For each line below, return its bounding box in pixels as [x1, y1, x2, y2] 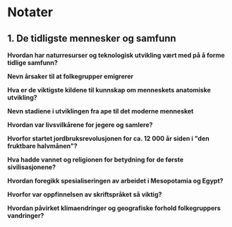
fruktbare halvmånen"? [7, 142, 78, 150]
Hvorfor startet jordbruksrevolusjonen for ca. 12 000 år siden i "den [7, 135, 210, 142]
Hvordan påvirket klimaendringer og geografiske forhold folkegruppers [7, 204, 221, 212]
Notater [7, 4, 54, 20]
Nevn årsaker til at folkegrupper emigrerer [7, 72, 134, 80]
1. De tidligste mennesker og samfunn [7, 32, 176, 44]
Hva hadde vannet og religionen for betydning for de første [7, 156, 184, 164]
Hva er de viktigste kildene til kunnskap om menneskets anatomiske [7, 86, 212, 94]
